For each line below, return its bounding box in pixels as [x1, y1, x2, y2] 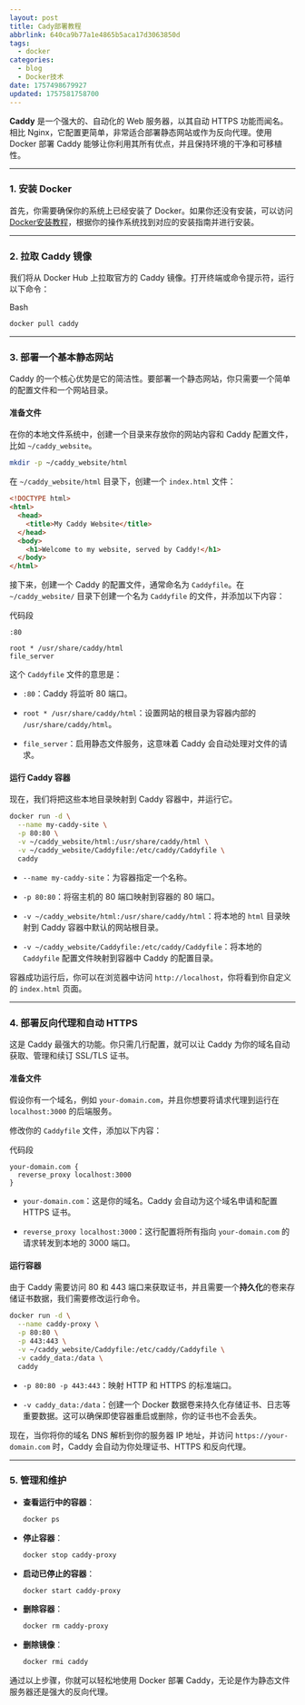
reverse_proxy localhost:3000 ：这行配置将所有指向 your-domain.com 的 [22, 1227, 290, 1237]
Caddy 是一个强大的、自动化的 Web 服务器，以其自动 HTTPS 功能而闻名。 [9, 115, 289, 126]
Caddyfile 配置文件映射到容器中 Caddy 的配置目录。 [22, 952, 219, 963]
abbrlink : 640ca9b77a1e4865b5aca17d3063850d [9, 30, 181, 39]
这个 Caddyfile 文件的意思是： [9, 669, 123, 680]
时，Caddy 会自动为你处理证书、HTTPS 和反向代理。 [52, 1441, 251, 1452]
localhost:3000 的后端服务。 [9, 1106, 117, 1117]
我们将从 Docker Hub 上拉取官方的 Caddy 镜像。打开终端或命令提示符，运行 [9, 272, 295, 283]
